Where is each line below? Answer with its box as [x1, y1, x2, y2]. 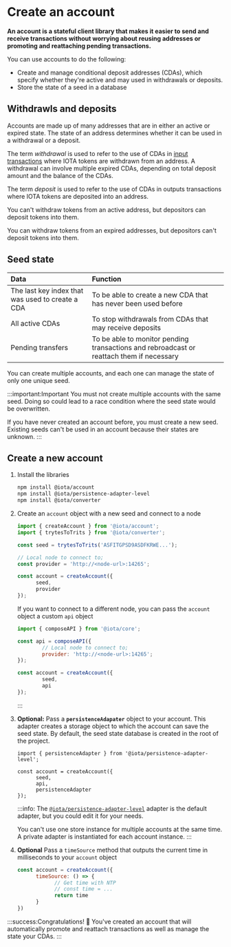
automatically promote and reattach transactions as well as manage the [7, 924, 210, 933]
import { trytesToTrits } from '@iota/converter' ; [16, 529, 166, 536]
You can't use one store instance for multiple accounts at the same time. [16, 825, 223, 833]
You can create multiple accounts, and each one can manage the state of [7, 369, 214, 377]
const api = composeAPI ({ [16, 638, 91, 645]
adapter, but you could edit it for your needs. [16, 812, 144, 820]
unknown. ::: [7, 432, 43, 440]
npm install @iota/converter [16, 497, 101, 504]
